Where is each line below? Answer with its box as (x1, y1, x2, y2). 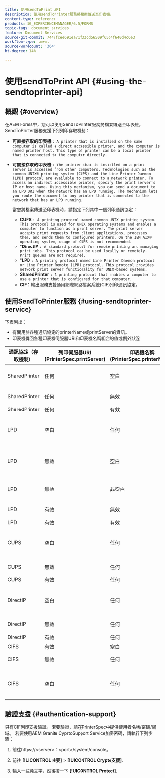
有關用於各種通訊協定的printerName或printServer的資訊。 (12, 329, 130, 335)
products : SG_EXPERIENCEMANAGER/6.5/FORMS (5, 21, 93, 26)
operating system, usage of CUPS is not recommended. (19, 239, 132, 244)
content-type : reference (5, 16, 56, 21)
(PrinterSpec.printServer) (44, 356, 106, 363)
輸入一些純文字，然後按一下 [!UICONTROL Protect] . (12, 768, 118, 774)
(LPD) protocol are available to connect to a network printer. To (12, 176, 153, 181)
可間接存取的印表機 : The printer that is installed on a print (12, 162, 145, 167)
